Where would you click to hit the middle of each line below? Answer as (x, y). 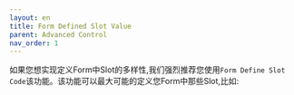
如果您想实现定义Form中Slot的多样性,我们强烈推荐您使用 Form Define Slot (147, 70)
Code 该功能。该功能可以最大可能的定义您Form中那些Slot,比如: (124, 81)
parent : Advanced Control (58, 34)
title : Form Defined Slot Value (70, 26)
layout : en (30, 18)
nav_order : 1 (34, 43)
